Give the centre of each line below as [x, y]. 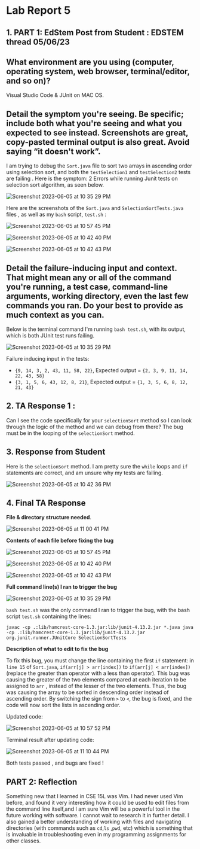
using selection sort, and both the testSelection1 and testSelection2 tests [99, 172]
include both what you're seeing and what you [94, 123]
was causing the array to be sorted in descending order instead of [87, 692]
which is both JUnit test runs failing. [50, 336]
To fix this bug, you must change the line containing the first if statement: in [100, 661]
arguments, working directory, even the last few [98, 296]
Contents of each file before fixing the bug [60, 541]
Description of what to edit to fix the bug [57, 649]
